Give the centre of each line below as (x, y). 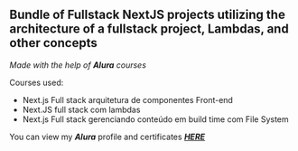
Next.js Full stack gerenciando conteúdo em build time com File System (155, 119)
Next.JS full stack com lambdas (81, 109)
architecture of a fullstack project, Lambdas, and (149, 29)
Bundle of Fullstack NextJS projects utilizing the (148, 15)
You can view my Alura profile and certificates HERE (107, 137)
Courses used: (37, 82)
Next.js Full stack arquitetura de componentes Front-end (127, 99)
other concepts (53, 43)
